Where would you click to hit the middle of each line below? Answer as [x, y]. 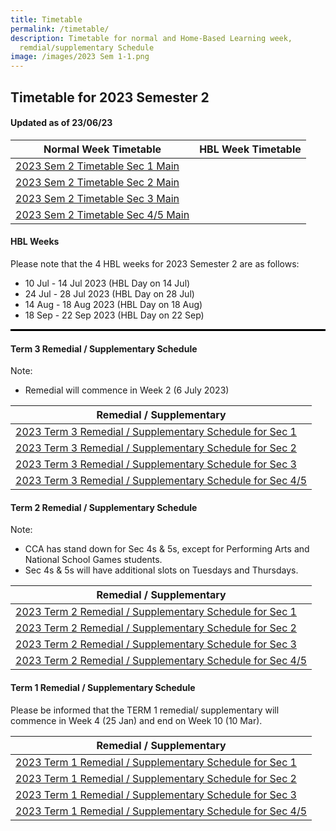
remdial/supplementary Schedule [87, 47]
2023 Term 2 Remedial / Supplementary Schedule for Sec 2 [156, 628]
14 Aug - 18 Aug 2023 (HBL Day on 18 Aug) [113, 304]
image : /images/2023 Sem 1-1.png [80, 57]
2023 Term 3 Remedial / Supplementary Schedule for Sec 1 [156, 432]
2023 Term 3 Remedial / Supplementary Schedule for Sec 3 [156, 464]
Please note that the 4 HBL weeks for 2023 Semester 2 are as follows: [155, 263]
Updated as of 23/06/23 [61, 123]
